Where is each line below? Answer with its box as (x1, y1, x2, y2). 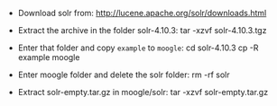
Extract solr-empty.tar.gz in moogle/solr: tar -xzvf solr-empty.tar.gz (17, 87, 269, 97)
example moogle (17, 52, 80, 62)
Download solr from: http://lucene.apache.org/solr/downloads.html (17, 8, 267, 18)
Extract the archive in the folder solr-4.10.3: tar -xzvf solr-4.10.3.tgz (17, 25, 267, 35)
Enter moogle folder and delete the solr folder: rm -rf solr (17, 69, 230, 80)
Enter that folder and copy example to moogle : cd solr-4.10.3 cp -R (17, 42, 259, 53)
